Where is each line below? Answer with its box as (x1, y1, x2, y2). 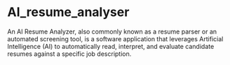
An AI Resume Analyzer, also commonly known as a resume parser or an (7, 27, 217, 36)
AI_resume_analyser (7, 4, 130, 20)
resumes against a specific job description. (7, 50, 132, 58)
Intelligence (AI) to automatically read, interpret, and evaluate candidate (7, 42, 215, 50)
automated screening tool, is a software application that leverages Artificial (7, 34, 224, 43)
